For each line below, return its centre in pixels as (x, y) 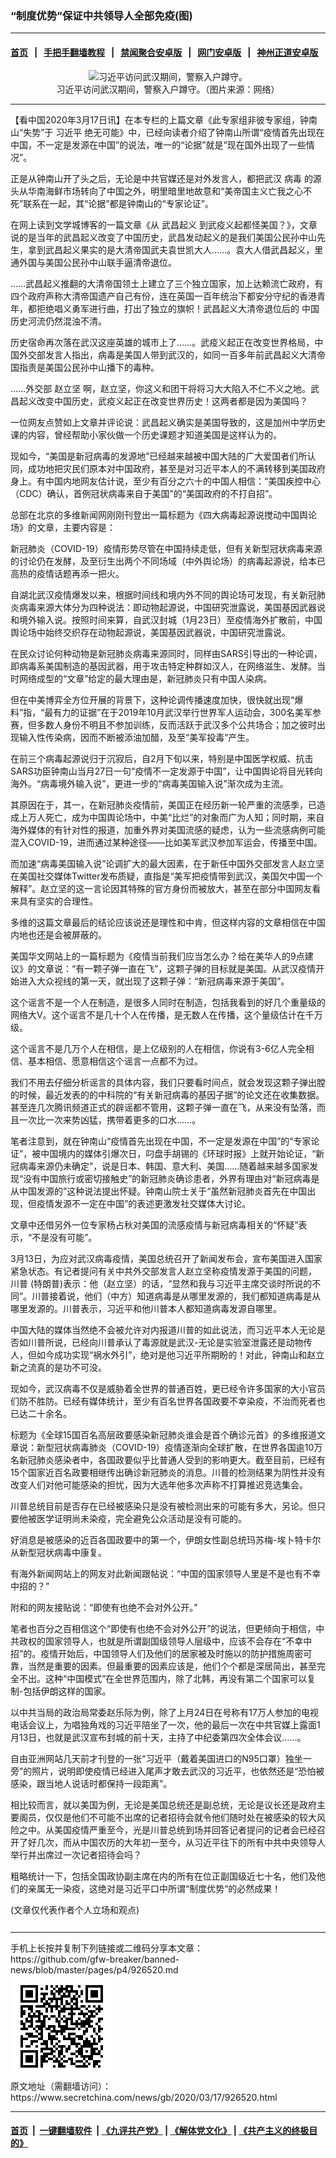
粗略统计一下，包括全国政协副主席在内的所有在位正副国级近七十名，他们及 (163, 1876)
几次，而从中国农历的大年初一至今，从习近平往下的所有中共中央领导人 (181, 1842)
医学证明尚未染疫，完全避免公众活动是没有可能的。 (141, 1518)
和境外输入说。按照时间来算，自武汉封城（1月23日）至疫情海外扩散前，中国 (166, 619)
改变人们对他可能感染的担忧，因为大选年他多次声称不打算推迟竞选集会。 (159, 1484)
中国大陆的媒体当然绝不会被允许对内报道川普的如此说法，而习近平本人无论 (163, 1329)
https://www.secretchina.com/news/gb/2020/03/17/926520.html (144, 2097)
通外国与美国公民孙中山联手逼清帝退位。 (93, 262)
